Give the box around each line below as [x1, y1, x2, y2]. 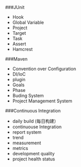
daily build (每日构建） [12, 118, 59, 124]
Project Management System [12, 98, 72, 104]
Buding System [12, 93, 44, 98]
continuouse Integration [12, 124, 62, 130]
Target [12, 30, 26, 36]
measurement [12, 140, 41, 146]
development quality [12, 151, 55, 156]
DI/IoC [12, 71, 26, 77]
